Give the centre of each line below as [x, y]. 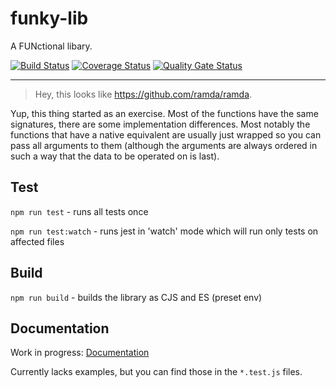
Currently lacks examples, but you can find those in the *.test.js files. [156, 372]
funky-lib [49, 18]
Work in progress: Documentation [80, 353]
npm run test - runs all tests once [79, 211]
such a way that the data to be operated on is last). [115, 156]
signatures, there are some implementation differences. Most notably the [160, 124]
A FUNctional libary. [51, 46]
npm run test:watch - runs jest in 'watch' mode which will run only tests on [164, 231]
